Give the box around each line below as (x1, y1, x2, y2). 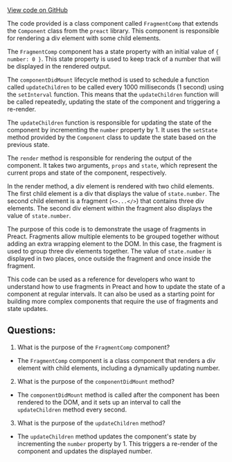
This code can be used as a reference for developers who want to (7, 275, 195, 283)
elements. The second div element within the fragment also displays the (7, 204, 213, 212)
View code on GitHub (7, 6, 68, 14)
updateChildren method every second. (17, 405, 127, 414)
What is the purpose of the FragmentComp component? (17, 343, 170, 351)
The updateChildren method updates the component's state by (17, 432, 197, 441)
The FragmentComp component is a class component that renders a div (17, 356, 216, 364)
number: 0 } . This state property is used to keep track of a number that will (7, 55, 221, 63)
